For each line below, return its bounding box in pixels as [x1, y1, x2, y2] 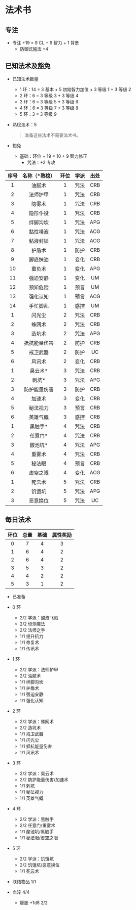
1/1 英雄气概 [19, 795, 43, 801]
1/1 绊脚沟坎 [19, 679, 43, 685]
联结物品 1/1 [12, 878, 36, 884]
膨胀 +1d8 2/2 [19, 900, 48, 906]
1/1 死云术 [19, 868, 39, 874]
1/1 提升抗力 [19, 633, 43, 639]
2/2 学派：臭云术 [19, 770, 54, 776]
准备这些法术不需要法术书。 [24, 132, 81, 138]
